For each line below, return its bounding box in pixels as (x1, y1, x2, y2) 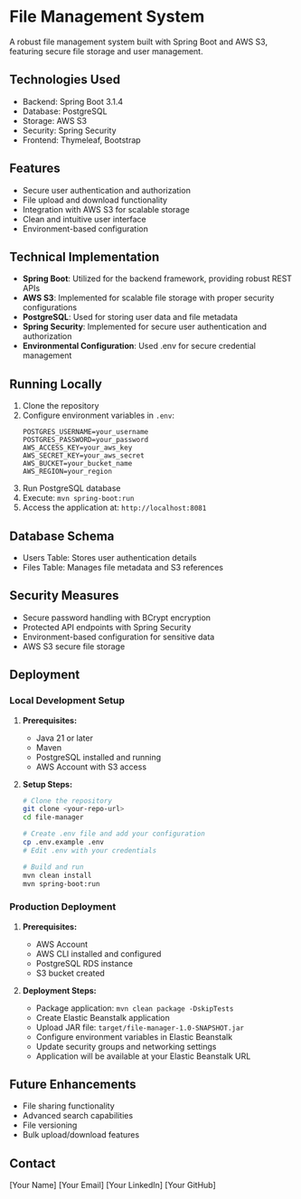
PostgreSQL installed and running (35, 751, 162, 762)
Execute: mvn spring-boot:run (22, 493, 135, 504)
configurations (22, 302, 78, 313)
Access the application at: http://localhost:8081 (22, 502, 207, 513)
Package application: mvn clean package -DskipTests (35, 1002, 234, 1014)
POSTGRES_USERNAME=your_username (22, 428, 149, 437)
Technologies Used (9, 72, 120, 88)
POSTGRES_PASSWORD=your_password (22, 436, 149, 445)
